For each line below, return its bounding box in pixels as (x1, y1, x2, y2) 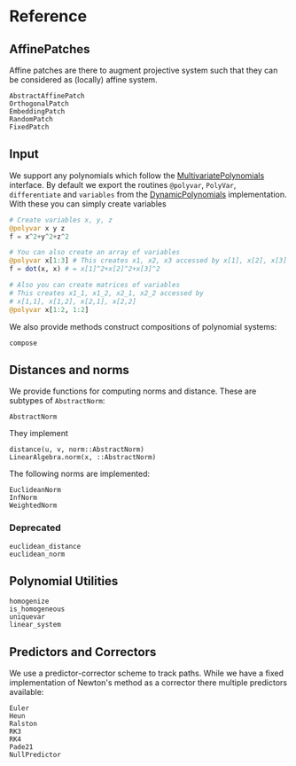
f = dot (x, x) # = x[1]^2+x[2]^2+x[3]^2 (9, 264, 161, 274)
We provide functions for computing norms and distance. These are (9, 386, 257, 396)
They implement (9, 428, 69, 439)
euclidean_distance (9, 542, 82, 551)
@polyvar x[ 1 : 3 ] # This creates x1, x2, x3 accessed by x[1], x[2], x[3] (9, 256, 288, 265)
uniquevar (9, 613, 46, 621)
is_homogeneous (9, 605, 66, 614)
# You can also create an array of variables (9, 248, 180, 257)
